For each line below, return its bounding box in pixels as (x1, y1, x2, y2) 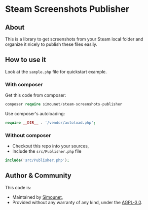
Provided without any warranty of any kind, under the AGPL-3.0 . (12, 199, 143, 205)
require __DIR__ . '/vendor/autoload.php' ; (5, 120, 96, 125)
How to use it (5, 56, 46, 64)
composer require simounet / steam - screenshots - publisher (5, 102, 122, 107)
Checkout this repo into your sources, (12, 143, 89, 149)
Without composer (5, 132, 51, 139)
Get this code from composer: (5, 92, 67, 98)
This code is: (5, 184, 31, 190)
